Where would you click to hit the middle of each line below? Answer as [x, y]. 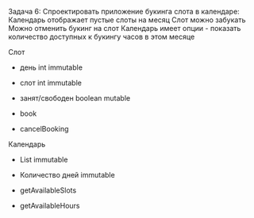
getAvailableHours [50, 206]
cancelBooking [44, 129]
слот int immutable [50, 83]
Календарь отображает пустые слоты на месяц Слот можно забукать [127, 20]
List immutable [44, 159]
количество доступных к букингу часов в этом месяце [102, 36]
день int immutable [51, 67]
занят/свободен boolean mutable [75, 98]
